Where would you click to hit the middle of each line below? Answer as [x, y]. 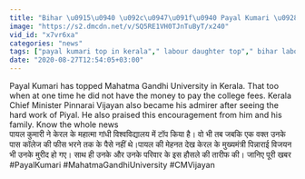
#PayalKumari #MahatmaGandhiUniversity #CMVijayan [112, 165]
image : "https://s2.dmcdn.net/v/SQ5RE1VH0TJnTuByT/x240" [119, 26]
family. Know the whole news [64, 124]
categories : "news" [46, 43]
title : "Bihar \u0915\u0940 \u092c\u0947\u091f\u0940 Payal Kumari [140, 18]
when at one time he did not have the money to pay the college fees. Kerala [151, 95]
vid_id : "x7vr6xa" [44, 35]
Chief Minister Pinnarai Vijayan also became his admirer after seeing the [144, 105]
